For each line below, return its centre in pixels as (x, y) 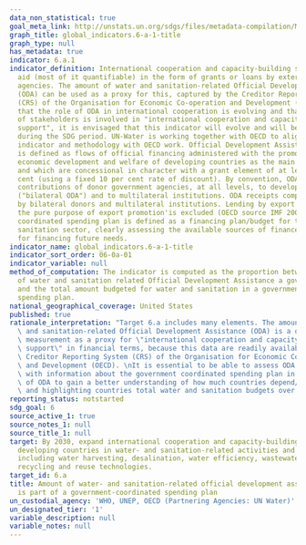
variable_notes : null (51, 526)
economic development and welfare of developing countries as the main (157, 162)
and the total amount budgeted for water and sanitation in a (138, 289)
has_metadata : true (46, 52)
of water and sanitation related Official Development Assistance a (150, 281)
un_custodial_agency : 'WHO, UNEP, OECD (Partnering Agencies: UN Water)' (153, 501)
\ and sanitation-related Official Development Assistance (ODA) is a (154, 332)
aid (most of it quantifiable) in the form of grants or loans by (146, 77)
